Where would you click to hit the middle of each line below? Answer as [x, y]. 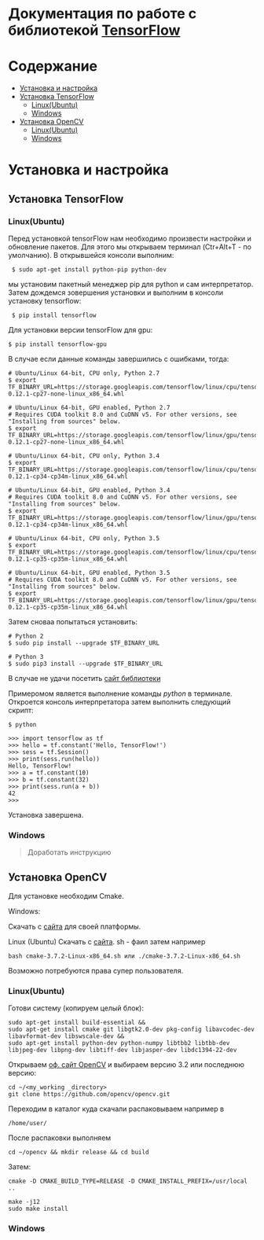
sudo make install [38, 1209]
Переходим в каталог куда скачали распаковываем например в [116, 1109]
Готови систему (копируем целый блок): [76, 1008]
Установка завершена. [46, 815]
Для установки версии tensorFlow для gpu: [81, 330]
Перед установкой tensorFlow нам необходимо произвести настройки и [130, 238]
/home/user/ [27, 1124]
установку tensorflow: [45, 301]
